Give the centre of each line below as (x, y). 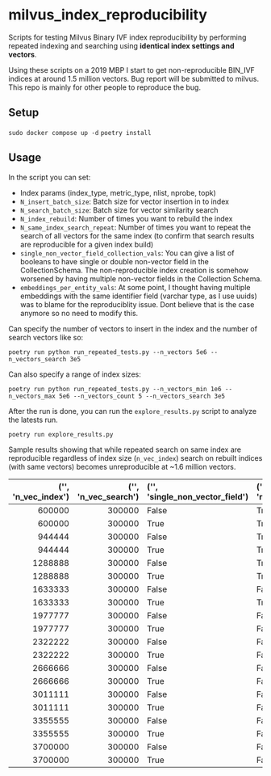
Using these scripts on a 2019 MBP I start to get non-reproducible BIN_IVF (132, 70)
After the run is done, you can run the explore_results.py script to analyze (132, 411)
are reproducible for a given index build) (87, 244)
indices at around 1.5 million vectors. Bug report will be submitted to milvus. (134, 78)
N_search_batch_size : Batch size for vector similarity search (119, 210)
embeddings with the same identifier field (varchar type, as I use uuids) (139, 296)
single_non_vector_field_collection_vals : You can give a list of (127, 253)
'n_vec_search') (108, 496)
